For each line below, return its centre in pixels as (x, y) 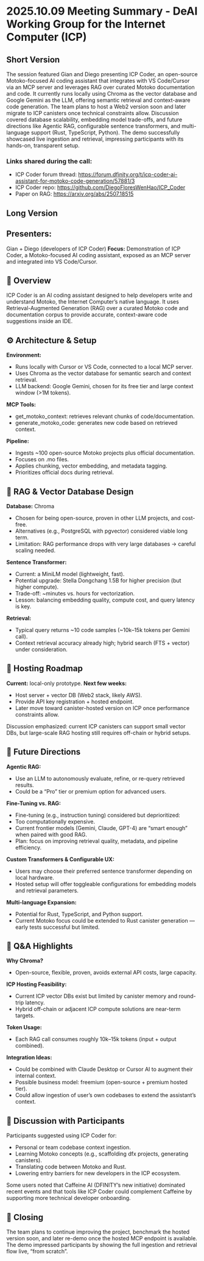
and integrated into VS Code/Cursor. (52, 261)
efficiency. (28, 847)
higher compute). (37, 587)
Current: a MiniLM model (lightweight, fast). (70, 574)
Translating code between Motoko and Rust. (71, 1167)
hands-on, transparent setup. (43, 145)
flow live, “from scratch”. (37, 1251)
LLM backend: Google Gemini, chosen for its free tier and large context (104, 386)
